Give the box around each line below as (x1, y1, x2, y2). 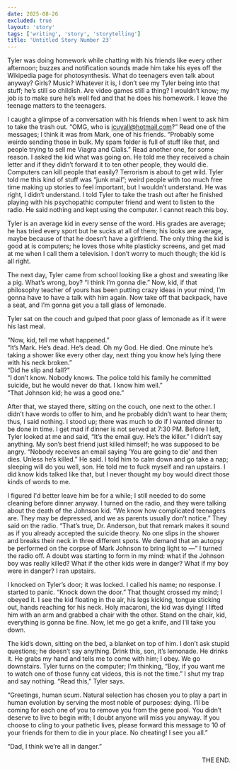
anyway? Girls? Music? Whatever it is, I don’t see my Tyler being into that (7, 79, 220, 87)
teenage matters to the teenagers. (7, 101, 107, 110)
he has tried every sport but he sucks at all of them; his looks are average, (7, 227, 224, 235)
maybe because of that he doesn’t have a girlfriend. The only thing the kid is (7, 235, 230, 243)
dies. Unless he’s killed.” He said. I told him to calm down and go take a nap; (7, 455, 229, 464)
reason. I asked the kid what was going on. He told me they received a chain (7, 153, 230, 162)
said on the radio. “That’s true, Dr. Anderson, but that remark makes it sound (7, 522, 230, 530)
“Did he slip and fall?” (7, 366, 70, 374)
